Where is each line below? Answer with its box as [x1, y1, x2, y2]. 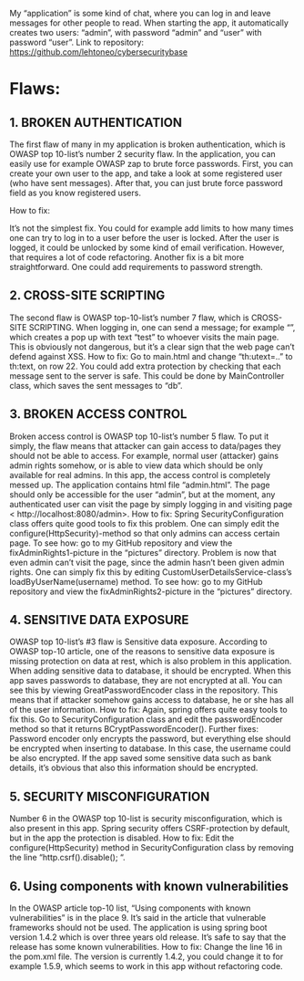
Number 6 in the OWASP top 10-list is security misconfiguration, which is [9, 813, 283, 824]
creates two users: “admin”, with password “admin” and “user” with [9, 27, 262, 37]
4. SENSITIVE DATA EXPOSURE [9, 612, 189, 628]
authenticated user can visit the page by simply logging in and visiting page [9, 498, 293, 509]
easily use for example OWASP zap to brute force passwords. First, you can [9, 159, 294, 169]
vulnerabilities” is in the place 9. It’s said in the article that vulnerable [9, 913, 267, 924]
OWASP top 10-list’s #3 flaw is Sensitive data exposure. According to [9, 636, 268, 647]
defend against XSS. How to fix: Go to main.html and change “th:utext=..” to [9, 350, 293, 361]
